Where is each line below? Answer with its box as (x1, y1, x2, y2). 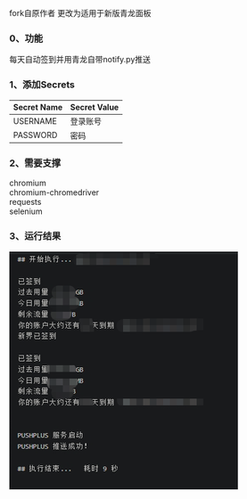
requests (9, 197, 42, 208)
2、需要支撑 (9, 157, 62, 169)
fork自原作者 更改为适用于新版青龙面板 (9, 8, 152, 18)
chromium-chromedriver (9, 187, 100, 198)
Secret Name (12, 102, 63, 113)
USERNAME (12, 115, 58, 127)
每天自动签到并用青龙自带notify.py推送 (9, 54, 152, 65)
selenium (9, 206, 43, 217)
